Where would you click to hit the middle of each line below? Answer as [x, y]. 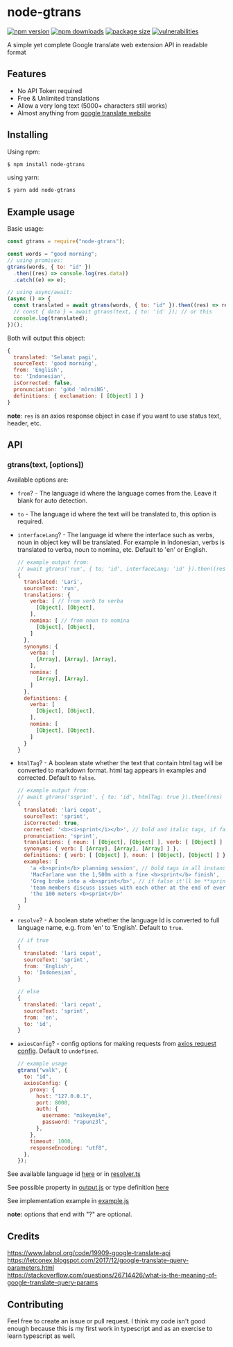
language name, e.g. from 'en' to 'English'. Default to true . [100, 928]
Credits [24, 1236]
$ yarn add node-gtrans [42, 190]
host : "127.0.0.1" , [64, 1096]
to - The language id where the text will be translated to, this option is [117, 514]
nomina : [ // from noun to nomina [80, 621]
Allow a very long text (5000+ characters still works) [92, 106]
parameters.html [31, 1268]
